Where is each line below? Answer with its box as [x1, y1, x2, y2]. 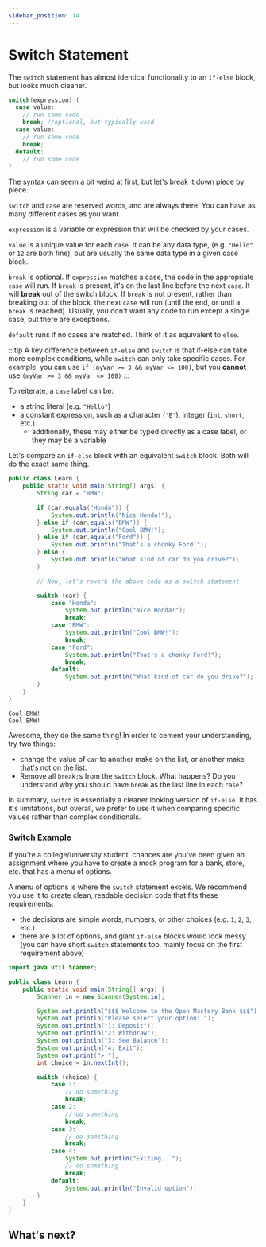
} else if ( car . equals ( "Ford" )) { [37, 534, 151, 542]
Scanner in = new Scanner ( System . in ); [37, 993, 165, 1000]
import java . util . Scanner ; [8, 964, 98, 972]
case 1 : [50, 1081, 77, 1089]
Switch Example [8, 832, 71, 843]
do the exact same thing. [8, 459, 90, 469]
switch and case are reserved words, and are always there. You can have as [8, 200, 256, 211]
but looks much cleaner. [8, 80, 87, 90]
